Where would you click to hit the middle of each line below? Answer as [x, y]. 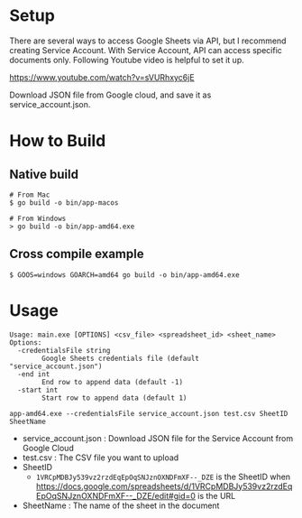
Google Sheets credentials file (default [121, 358]
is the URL [217, 495]
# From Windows [38, 218]
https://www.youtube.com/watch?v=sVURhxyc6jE [102, 77]
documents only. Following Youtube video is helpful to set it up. [127, 60]
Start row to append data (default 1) [114, 398]
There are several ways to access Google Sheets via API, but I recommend [148, 41]
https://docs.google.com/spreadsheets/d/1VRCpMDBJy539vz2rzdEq [164, 486]
